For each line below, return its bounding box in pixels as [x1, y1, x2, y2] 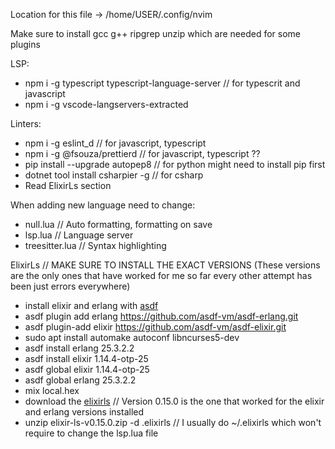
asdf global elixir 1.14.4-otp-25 [24, 364, 150, 375]
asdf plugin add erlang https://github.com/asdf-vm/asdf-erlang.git [24, 310, 299, 322]
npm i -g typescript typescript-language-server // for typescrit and [24, 77, 301, 89]
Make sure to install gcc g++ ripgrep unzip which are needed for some [10, 28, 302, 39]
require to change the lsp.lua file [24, 427, 159, 439]
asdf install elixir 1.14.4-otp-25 [24, 353, 149, 364]
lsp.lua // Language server [24, 229, 134, 241]
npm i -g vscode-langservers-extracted [24, 99, 189, 110]
